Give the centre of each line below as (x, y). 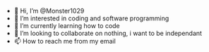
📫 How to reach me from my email (65, 41)
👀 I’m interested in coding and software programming (91, 18)
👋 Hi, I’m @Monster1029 (49, 11)
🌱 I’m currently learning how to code (67, 26)
